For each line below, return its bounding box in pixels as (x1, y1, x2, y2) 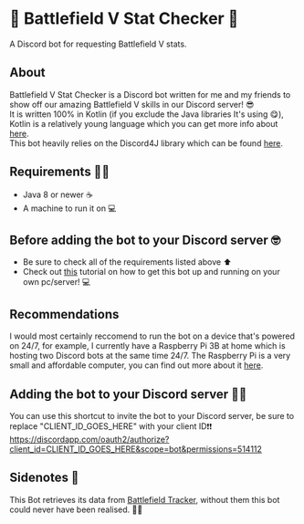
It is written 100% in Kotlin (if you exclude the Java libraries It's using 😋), (9, 109, 285, 120)
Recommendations (9, 306, 120, 322)
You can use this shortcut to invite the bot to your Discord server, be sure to (9, 411, 295, 421)
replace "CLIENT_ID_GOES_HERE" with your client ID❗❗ (9, 421, 213, 432)
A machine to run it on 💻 (22, 203, 117, 214)
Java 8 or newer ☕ (22, 189, 93, 200)
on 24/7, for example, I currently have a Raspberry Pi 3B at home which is (9, 341, 286, 351)
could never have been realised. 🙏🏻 (9, 504, 143, 515)
